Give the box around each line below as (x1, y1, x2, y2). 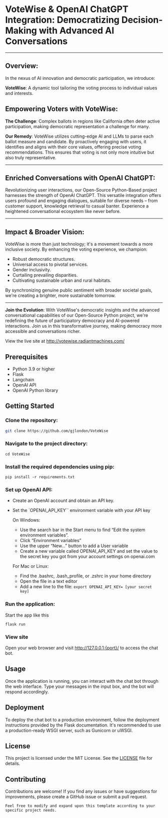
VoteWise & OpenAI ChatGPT (5, 4, 128, 15)
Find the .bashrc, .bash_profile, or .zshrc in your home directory (19, 573, 151, 579)
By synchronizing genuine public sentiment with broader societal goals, (5, 287, 152, 293)
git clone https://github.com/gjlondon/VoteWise (5, 428, 108, 433)
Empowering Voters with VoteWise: (5, 105, 118, 114)
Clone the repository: (5, 417, 58, 424)
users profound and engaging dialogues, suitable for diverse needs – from (5, 197, 158, 204)
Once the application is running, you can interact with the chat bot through (5, 678, 158, 684)
